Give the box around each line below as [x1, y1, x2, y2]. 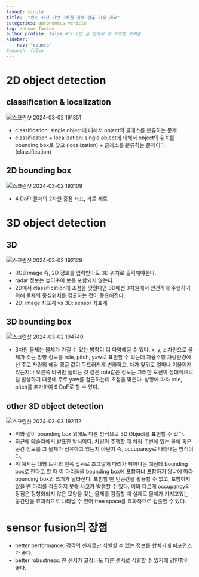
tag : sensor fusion [6, 25, 55, 32]
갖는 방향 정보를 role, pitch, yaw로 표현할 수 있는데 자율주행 [26, 353, 166, 361]
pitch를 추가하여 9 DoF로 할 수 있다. [14, 383, 100, 390]
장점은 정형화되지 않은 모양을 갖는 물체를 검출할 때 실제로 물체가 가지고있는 [14, 490, 189, 497]
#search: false [6, 48, 44, 54]
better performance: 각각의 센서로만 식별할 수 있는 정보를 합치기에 [14, 542, 172, 549]
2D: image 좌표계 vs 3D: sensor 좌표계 [14, 299, 108, 306]
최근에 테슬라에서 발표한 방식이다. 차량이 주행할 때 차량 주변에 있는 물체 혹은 [14, 438, 192, 445]
